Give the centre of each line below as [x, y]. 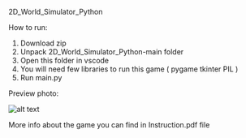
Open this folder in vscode [65, 60]
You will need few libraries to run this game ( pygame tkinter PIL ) [129, 69]
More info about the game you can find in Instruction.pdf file [109, 125]
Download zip [43, 43]
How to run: [28, 27]
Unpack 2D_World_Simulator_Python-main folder [102, 52]
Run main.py [41, 78]
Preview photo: [34, 93]
